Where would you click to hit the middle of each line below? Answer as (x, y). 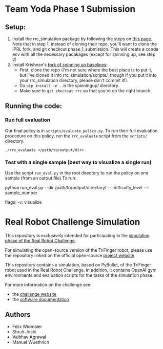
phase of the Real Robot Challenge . (41, 240)
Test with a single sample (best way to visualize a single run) (78, 162)
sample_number (21, 193)
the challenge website (34, 294)
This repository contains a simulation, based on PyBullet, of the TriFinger (78, 264)
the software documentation (41, 299)
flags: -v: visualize (23, 202)
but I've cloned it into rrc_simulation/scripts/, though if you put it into (88, 75)
